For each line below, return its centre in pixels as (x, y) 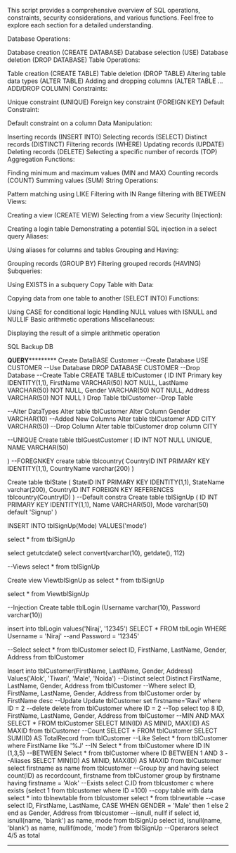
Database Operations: (39, 39)
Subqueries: (25, 271)
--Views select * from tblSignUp (54, 567)
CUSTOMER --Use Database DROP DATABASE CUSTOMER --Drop (104, 368)
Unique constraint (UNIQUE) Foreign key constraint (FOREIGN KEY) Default (116, 102)
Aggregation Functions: (41, 159)
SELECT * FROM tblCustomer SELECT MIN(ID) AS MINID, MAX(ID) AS (109, 723)
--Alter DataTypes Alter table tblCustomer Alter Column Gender (99, 411)
